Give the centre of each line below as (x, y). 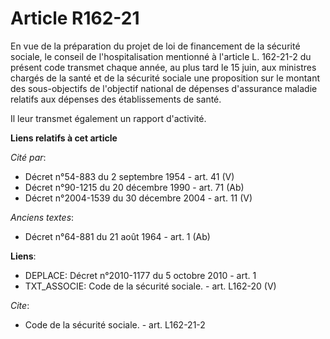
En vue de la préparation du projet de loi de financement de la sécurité (155, 46)
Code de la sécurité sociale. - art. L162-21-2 (115, 324)
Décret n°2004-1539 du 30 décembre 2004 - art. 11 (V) (138, 198)
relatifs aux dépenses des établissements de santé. (116, 99)
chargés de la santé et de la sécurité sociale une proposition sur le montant (165, 78)
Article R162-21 (75, 18)
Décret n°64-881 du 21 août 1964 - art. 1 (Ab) (117, 236)
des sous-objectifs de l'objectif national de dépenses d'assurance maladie (164, 88)
